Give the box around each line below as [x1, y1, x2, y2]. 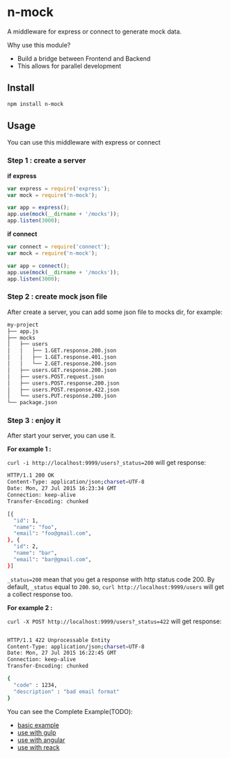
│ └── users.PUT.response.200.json [7, 392, 117, 400]
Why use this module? [7, 40, 71, 49]
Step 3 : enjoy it [7, 416, 61, 426]
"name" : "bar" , [13, 549, 58, 557]
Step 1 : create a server [7, 156, 86, 165]
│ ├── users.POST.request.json [7, 373, 104, 380]
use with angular [17, 736, 65, 744]
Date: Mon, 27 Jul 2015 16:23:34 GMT [7, 485, 117, 492]
